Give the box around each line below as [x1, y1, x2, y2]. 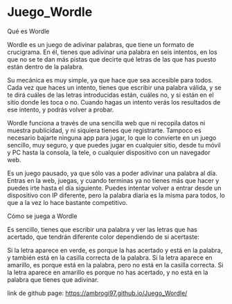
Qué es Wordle [7, 27, 50, 35]
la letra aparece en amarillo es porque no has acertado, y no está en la [7, 268, 208, 276]
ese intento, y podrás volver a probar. [7, 105, 114, 114]
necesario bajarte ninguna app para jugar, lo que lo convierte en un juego [7, 133, 217, 142]
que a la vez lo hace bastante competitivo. [7, 198, 128, 206]
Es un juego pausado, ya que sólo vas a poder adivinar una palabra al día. [7, 169, 218, 177]
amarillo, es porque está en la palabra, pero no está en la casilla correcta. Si [7, 260, 224, 269]
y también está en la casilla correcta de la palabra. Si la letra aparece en [7, 253, 213, 262]
